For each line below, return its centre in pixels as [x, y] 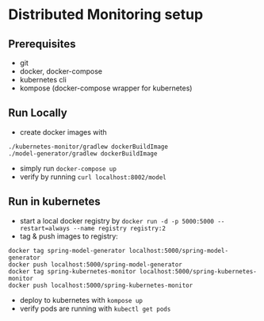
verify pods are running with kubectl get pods [95, 308]
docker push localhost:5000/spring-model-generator [95, 264]
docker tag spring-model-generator [67, 250]
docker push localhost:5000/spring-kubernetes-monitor [101, 285]
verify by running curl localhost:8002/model [93, 177]
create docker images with [63, 132]
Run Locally [38, 113]
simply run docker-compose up [68, 168]
